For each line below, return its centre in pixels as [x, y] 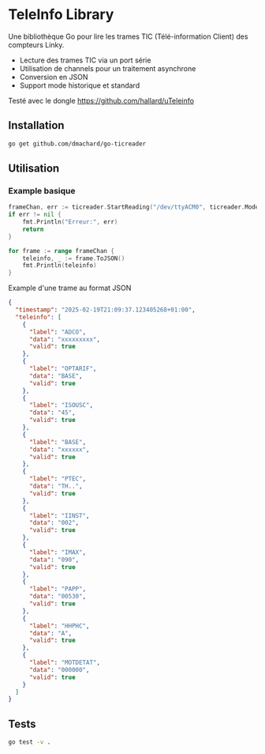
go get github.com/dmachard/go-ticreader [77, 144]
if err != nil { [35, 215]
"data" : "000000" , [59, 669]
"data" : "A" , [50, 633]
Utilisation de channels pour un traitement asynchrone [108, 68]
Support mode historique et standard [80, 85]
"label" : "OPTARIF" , [63, 369]
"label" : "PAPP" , [58, 589]
